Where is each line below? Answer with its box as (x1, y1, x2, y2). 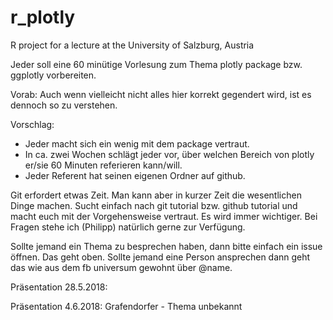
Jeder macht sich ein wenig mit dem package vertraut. (24, 137, 250, 150)
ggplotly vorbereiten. (10, 69, 97, 81)
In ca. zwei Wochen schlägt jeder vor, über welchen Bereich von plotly (24, 148, 315, 160)
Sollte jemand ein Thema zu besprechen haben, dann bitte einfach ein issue (10, 240, 323, 252)
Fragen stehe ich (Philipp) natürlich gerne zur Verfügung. (10, 221, 246, 233)
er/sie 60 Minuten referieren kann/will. (24, 159, 183, 171)
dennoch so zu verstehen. (10, 99, 118, 111)
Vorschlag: (10, 118, 55, 130)
